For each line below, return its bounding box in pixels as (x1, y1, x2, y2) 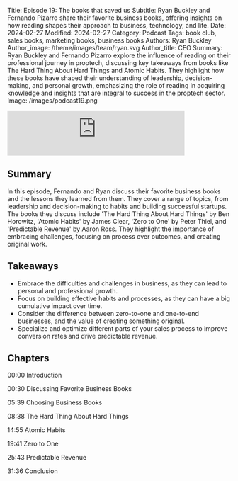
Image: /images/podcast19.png (7, 96, 98, 105)
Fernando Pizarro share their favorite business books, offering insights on (7, 13, 222, 22)
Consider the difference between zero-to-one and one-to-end (17, 309, 200, 317)
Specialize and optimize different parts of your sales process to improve (17, 324, 228, 332)
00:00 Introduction (7, 371, 62, 380)
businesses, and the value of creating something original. (17, 317, 186, 325)
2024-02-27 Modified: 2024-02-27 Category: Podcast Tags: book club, (7, 28, 217, 37)
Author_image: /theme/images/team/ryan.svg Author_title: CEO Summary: (7, 44, 223, 52)
